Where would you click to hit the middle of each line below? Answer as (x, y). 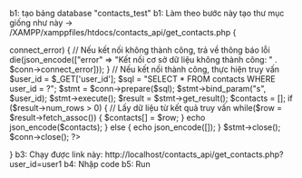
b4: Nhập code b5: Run (107, 164)
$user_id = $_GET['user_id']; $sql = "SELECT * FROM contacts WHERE (142, 79)
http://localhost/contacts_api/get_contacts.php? (194, 154)
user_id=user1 (35, 164)
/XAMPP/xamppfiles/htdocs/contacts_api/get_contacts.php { (123, 32)
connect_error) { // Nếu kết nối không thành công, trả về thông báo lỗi (140, 50)
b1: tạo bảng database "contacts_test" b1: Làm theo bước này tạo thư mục (147, 13)
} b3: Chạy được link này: (56, 154)
